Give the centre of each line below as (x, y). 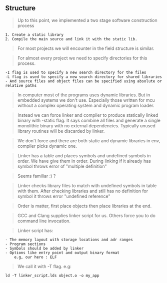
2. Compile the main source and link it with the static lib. (71, 39)
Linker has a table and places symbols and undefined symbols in (84, 155)
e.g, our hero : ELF (35, 257)
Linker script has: (35, 230)
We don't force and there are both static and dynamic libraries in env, (89, 141)
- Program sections (25, 244)
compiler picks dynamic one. (47, 146)
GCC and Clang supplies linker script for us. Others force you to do (86, 215)
